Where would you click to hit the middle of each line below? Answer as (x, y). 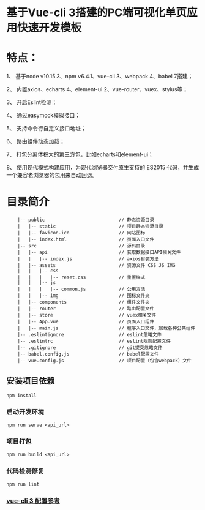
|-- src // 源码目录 (81, 246)
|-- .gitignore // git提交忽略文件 (90, 348)
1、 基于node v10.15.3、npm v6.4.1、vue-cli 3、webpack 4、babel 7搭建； (100, 77)
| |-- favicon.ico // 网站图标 (81, 233)
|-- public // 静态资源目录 (86, 220)
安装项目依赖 (31, 381)
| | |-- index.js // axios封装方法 (88, 259)
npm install (21, 396)
